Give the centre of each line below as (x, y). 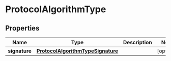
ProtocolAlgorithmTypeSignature (77, 51)
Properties (22, 28)
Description (137, 42)
